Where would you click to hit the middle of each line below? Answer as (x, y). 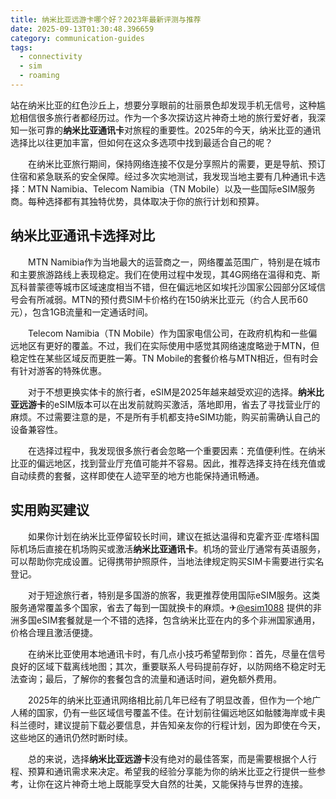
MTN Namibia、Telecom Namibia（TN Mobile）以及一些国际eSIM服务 (171, 188)
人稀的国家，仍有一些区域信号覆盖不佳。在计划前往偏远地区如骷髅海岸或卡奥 (168, 712)
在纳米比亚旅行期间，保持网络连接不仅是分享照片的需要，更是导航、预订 (176, 163)
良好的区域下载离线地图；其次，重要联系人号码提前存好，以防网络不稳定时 (163, 666)
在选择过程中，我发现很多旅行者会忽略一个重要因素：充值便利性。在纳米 (176, 450)
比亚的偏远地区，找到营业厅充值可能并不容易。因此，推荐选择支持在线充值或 (168, 463)
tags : (21, 47)
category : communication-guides (77, 38)
